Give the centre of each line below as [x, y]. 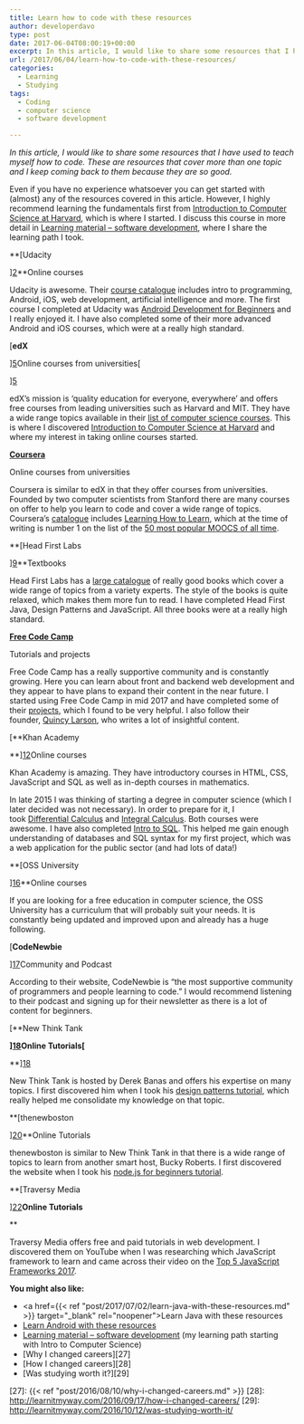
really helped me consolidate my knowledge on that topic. [117, 1100]
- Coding [34, 102]
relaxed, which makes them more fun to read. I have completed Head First [147, 600]
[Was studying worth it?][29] [76, 1373]
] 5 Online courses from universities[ [75, 364]
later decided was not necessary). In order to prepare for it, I [122, 809]
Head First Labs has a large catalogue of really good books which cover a [147, 581]
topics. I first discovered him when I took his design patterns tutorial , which [149, 1091]
